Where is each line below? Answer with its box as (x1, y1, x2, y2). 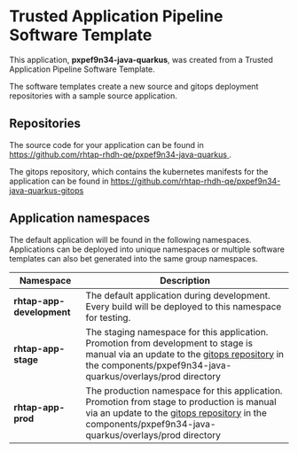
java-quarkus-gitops (9, 184, 84, 196)
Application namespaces (9, 211, 151, 226)
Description (159, 274, 211, 286)
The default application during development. (85, 289, 271, 301)
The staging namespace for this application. (85, 325, 269, 338)
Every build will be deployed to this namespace (85, 300, 282, 312)
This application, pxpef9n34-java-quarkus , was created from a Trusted (9, 54, 273, 65)
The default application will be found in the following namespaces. (9, 234, 252, 245)
